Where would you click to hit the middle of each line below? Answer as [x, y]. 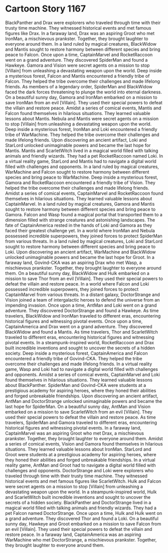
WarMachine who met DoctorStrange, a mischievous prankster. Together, [81, 539]
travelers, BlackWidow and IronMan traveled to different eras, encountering [83, 316]
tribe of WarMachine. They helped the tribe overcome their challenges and [82, 134]
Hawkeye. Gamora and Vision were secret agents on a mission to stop [77, 65]
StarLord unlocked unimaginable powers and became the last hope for [78, 145]
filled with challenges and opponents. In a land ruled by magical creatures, [82, 167]
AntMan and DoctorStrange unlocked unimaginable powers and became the [84, 401]
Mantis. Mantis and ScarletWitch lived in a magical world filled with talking [82, 151]
